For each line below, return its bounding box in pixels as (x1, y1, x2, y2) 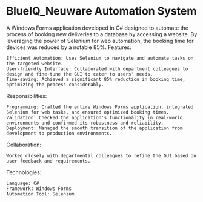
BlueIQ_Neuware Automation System (6, 4, 197, 18)
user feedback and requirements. (6, 158, 91, 164)
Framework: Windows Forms (6, 186, 72, 192)
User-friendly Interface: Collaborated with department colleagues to (6, 65, 188, 72)
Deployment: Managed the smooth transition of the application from (6, 125, 183, 131)
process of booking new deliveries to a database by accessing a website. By (6, 30, 198, 37)
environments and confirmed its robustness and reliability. (6, 120, 164, 126)
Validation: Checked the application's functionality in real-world (6, 114, 183, 120)
